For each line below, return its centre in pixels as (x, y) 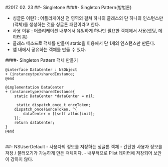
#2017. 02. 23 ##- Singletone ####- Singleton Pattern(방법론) (68, 7)
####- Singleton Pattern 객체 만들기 (42, 60)
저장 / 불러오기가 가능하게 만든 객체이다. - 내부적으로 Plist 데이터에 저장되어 (79, 153)
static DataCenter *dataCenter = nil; (55, 96)
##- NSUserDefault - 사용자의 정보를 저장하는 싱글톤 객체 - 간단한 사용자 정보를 (84, 147)
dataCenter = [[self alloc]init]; (59, 114)
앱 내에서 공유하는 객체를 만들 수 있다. (49, 50)
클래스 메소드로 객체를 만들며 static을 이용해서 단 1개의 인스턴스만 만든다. (84, 43)
